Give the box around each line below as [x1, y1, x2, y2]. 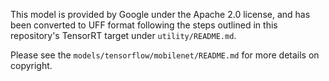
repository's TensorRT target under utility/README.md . [10, 30, 237, 41]
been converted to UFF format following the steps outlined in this [10, 19, 278, 31]
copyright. [10, 60, 53, 71]
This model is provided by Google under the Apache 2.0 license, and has [10, 9, 311, 20]
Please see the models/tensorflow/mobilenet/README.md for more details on [10, 49, 320, 61]
